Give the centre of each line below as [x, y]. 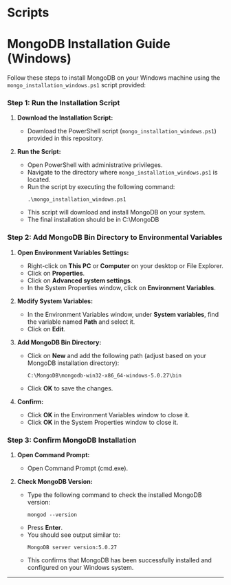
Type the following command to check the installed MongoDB [114, 495]
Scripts [28, 13]
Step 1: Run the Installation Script [64, 103]
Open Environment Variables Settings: [73, 252]
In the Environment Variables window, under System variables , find [123, 314]
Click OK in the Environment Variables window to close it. [109, 415]
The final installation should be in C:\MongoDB [93, 220]
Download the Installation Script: [65, 118]
